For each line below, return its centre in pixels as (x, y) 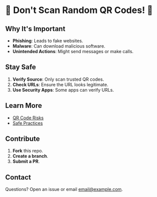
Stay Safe (21, 67)
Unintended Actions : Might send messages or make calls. (73, 51)
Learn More (24, 106)
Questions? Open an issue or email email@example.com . (64, 189)
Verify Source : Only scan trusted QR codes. (58, 79)
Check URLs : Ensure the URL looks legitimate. (60, 84)
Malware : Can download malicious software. (59, 46)
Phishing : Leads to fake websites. (48, 41)
